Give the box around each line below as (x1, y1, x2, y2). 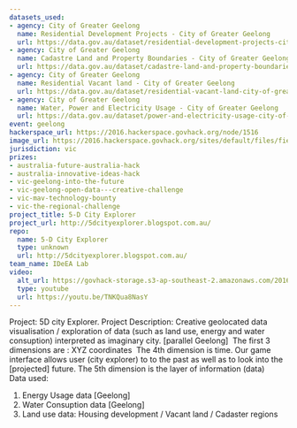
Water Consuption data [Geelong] (21, 400, 145, 410)
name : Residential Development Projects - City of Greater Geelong (17, 29, 271, 38)
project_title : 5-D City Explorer (9, 210, 137, 219)
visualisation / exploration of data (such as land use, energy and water (9, 326, 265, 337)
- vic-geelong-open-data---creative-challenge (9, 186, 184, 195)
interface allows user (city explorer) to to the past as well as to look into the (9, 355, 284, 365)
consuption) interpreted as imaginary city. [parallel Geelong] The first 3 (9, 335, 271, 346)
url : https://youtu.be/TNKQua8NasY (17, 293, 148, 302)
